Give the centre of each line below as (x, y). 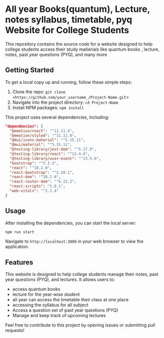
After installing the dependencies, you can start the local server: (71, 223)
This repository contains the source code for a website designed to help (79, 44)
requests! (15, 331)
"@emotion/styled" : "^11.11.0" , (43, 135)
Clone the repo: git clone (39, 92)
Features (19, 262)
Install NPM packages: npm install (48, 107)
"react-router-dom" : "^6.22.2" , (43, 182)
